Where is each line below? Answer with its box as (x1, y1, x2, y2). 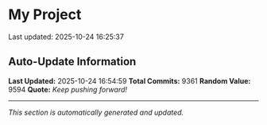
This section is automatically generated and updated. (8, 107, 184, 117)
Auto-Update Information (8, 55, 137, 68)
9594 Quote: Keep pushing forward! (8, 84, 128, 94)
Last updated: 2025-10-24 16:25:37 (8, 32, 125, 41)
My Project (8, 6, 82, 24)
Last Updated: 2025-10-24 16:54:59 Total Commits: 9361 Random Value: (8, 76, 251, 85)
